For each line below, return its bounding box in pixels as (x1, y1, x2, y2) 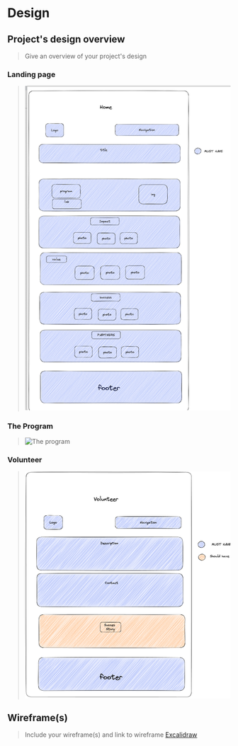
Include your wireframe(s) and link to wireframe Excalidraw (24, 730, 198, 739)
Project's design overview (7, 33, 125, 45)
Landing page (7, 69, 56, 79)
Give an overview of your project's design (24, 52, 147, 60)
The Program (7, 421, 53, 431)
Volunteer (7, 454, 42, 464)
